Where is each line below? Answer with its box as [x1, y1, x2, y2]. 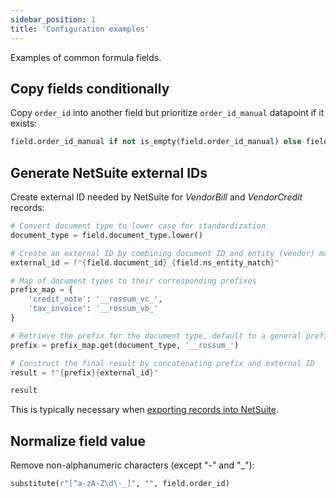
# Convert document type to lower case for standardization [10, 221, 267, 231]
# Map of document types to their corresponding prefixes [10, 276, 257, 286]
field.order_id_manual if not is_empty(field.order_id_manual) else [10, 137, 302, 147]
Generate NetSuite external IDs [10, 164, 208, 181]
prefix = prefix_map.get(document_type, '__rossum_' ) [10, 340, 240, 350]
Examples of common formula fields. [10, 51, 162, 63]
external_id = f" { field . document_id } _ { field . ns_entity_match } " [10, 257, 280, 268]
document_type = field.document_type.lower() [10, 230, 203, 240]
